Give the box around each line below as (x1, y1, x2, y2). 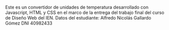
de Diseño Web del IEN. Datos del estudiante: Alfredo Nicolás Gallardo (5, 15, 151, 20)
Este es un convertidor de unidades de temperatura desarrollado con (5, 4, 149, 10)
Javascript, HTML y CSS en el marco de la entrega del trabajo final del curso (5, 9, 164, 15)
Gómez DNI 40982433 (5, 20, 52, 26)
